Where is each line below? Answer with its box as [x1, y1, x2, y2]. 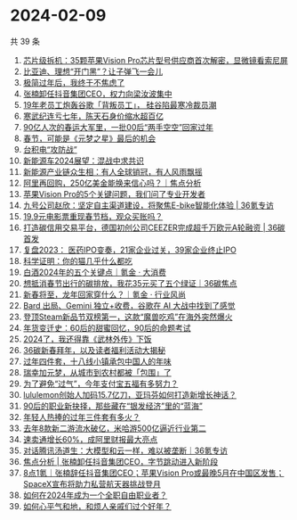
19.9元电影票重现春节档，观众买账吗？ [22, 210, 164, 221]
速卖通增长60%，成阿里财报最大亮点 [22, 433, 158, 444]
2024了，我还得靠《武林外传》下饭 [22, 334, 152, 344]
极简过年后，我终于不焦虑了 [22, 77, 125, 87]
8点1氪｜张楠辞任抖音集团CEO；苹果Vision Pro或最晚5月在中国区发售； [22, 467, 285, 478]
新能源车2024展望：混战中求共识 [22, 155, 145, 166]
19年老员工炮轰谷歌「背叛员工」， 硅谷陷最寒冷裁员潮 [22, 99, 217, 110]
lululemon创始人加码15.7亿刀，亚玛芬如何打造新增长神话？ [22, 389, 237, 400]
